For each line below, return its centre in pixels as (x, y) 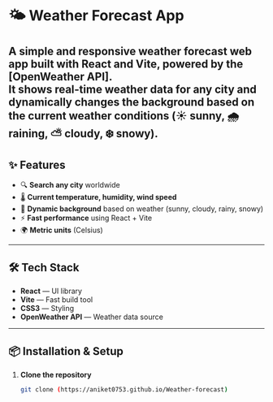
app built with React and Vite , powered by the (126, 64)
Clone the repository (56, 375)
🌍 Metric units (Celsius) (61, 230)
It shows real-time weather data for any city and (133, 89)
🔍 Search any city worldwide (70, 185)
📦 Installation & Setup (66, 351)
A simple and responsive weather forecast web (130, 51)
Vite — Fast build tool (56, 300)
